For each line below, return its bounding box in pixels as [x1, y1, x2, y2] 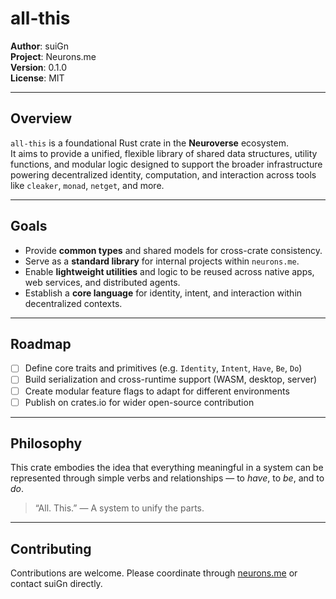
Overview [10, 110, 73, 127]
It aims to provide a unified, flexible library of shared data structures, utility [10, 147, 318, 159]
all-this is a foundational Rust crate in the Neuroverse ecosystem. [10, 137, 289, 149]
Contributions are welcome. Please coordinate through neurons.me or [10, 567, 298, 579]
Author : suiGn [10, 40, 70, 52]
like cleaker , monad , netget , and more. [10, 179, 165, 191]
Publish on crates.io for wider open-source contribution [24, 396, 255, 408]
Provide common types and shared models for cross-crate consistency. [24, 244, 323, 256]
